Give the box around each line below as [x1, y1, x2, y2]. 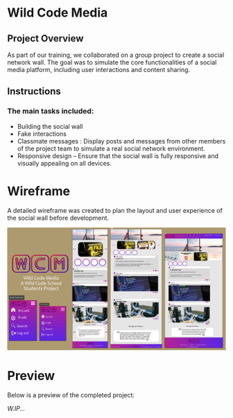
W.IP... [7, 404, 26, 413]
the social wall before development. [7, 214, 110, 222]
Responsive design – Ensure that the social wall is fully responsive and [17, 151, 219, 160]
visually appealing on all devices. [17, 159, 112, 167]
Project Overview [7, 33, 84, 44]
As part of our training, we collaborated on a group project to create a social [7, 51, 225, 59]
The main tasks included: [7, 106, 94, 116]
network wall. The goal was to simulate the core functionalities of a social [7, 58, 217, 67]
